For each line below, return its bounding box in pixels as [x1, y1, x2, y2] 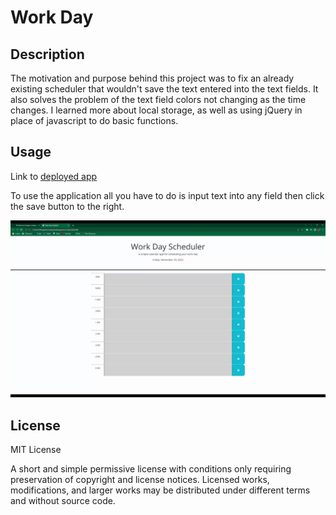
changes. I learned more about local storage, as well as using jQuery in [10, 104, 303, 116]
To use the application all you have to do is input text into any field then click [10, 189, 325, 201]
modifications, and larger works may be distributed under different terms [10, 484, 311, 496]
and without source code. [10, 495, 116, 507]
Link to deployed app [10, 170, 98, 182]
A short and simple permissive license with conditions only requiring [10, 463, 292, 475]
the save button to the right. [10, 200, 125, 212]
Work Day [10, 6, 94, 29]
